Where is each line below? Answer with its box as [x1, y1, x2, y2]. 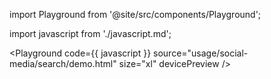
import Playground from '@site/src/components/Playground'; [9, 9, 262, 20]
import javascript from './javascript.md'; [9, 28, 172, 39]
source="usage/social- [153, 47, 249, 59]
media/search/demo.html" [9, 58, 117, 69]
